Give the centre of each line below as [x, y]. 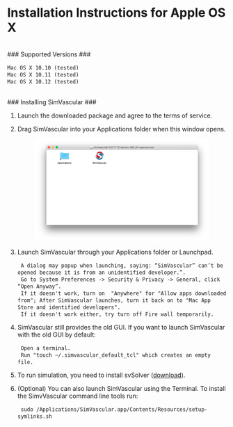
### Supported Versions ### [49, 54]
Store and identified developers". [69, 307]
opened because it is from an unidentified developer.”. [102, 273]
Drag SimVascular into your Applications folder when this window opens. [121, 129]
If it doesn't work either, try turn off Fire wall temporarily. [117, 314]
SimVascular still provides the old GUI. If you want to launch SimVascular [121, 327]
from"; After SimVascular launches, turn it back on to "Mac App [114, 300]
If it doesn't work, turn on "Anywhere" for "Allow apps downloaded [123, 293]
